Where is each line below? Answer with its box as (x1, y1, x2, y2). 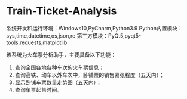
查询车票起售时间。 (14, 86, 63, 93)
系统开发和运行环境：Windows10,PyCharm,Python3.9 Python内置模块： (6, 24, 183, 32)
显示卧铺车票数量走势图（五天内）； (14, 79, 102, 86)
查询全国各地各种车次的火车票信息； (14, 64, 105, 71)
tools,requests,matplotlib (6, 39, 68, 46)
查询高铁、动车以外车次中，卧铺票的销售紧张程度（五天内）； (14, 71, 164, 78)
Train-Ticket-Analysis (6, 4, 117, 18)
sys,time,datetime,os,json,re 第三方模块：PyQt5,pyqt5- (6, 32, 142, 39)
